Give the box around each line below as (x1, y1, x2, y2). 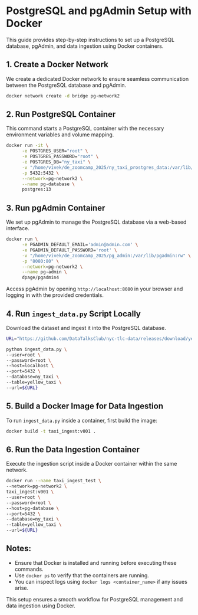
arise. (14, 584, 29, 591)
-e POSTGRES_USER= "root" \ (21, 148, 88, 154)
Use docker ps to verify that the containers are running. (14, 571, 149, 579)
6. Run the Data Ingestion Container (6, 444, 140, 454)
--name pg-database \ (21, 181, 75, 187)
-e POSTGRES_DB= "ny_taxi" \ (21, 159, 91, 165)
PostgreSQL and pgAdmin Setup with (6, 4, 192, 18)
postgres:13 (21, 187, 51, 192)
